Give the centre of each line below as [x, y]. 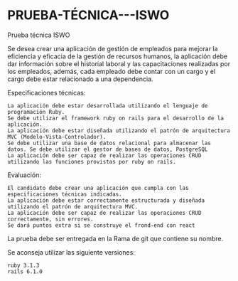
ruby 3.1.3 [23, 265]
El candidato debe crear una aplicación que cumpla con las [98, 188]
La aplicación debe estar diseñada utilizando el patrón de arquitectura [119, 131]
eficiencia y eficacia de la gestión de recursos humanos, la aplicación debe [118, 56]
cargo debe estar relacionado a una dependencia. [81, 79]
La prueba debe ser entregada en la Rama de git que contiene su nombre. [115, 238]
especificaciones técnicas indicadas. [65, 194]
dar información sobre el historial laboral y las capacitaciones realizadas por [119, 63]
